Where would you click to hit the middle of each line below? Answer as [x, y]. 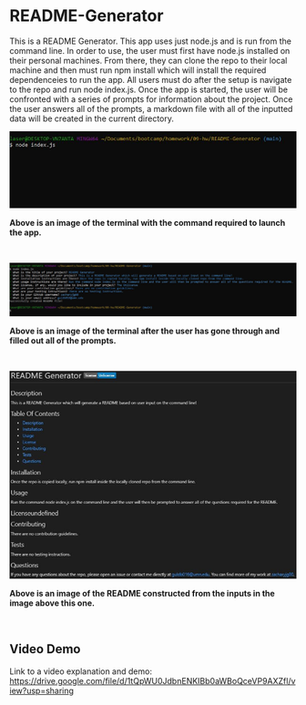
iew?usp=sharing [42, 690]
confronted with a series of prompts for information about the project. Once [151, 99]
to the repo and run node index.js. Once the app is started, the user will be [149, 89]
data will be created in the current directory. [92, 118]
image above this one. [52, 603]
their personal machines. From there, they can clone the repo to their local [148, 60]
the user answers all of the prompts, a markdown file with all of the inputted [151, 108]
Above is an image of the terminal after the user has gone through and [145, 331]
